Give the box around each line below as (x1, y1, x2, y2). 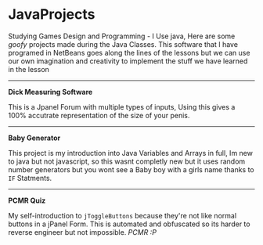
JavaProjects (8, 5, 95, 23)
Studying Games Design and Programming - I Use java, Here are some (8, 31, 236, 41)
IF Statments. (8, 173, 52, 182)
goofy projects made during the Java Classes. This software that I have (8, 39, 239, 49)
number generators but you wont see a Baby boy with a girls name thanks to (8, 164, 254, 174)
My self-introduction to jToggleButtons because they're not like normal (8, 211, 237, 220)
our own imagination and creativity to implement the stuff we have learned (8, 56, 248, 66)
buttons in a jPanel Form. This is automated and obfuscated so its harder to (8, 219, 250, 229)
